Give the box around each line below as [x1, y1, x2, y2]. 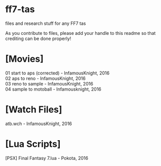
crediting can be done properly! [5, 35, 71, 41]
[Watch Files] [5, 104, 62, 115]
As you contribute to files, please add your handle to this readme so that [5, 30, 156, 36]
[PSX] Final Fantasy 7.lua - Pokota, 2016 [5, 155, 89, 161]
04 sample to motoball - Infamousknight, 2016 [5, 86, 102, 92]
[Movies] [5, 53, 44, 65]
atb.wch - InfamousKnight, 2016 [5, 120, 72, 127]
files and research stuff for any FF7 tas [5, 20, 86, 26]
